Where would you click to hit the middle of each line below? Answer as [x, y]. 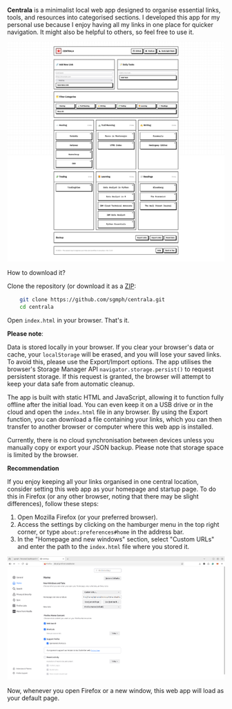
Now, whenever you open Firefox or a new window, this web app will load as [116, 690]
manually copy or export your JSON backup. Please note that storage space [116, 448]
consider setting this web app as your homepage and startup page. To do [112, 489]
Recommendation [33, 468]
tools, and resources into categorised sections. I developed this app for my [114, 17]
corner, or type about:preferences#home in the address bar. [100, 532]
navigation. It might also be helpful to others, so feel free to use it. [101, 32]
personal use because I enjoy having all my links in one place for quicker [110, 25]
